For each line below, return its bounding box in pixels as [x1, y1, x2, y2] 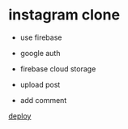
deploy [8, 111, 32, 121]
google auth [19, 48, 61, 58]
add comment [19, 95, 67, 105]
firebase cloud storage [19, 63, 96, 74]
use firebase [19, 32, 62, 42]
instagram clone [8, 6, 120, 24]
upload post [19, 80, 61, 89]
